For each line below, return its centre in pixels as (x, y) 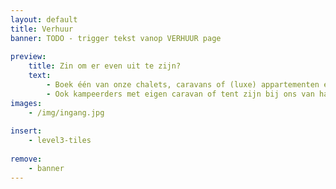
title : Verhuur (42, 29)
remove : (26, 159)
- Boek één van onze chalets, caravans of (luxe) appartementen (183, 85)
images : (26, 103)
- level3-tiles (60, 141)
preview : (28, 57)
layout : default (44, 19)
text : (40, 76)
